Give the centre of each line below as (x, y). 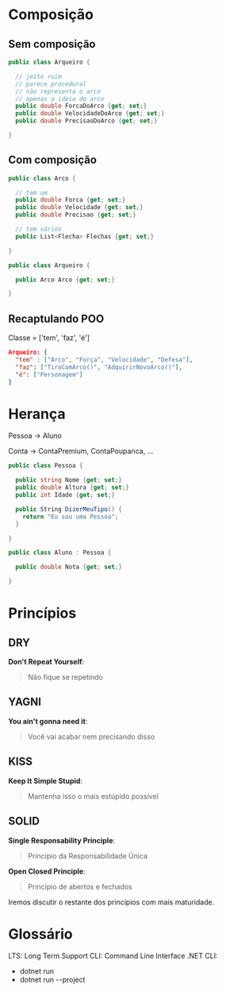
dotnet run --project (52, 980)
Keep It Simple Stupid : (46, 781)
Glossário (40, 934)
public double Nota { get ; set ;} (69, 567)
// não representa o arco (58, 91)
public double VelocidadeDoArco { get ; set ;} (90, 114)
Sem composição (52, 44)
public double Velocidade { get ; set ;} (80, 207)
